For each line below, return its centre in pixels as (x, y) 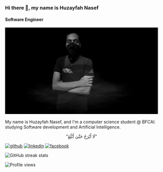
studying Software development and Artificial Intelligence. (63, 127)
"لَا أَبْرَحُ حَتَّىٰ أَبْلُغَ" (81, 136)
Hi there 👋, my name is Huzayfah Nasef (52, 8)
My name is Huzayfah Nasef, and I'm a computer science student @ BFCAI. (81, 122)
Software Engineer (24, 19)
